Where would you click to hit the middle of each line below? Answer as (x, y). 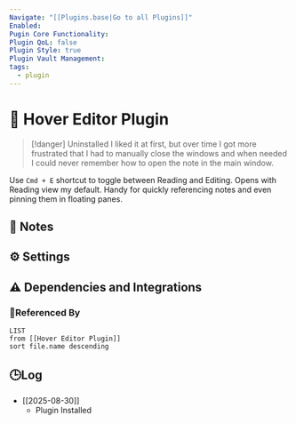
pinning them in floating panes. (66, 199)
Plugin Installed (63, 410)
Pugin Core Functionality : (59, 34)
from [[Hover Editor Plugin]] (65, 339)
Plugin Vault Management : (57, 59)
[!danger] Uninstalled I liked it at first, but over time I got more (144, 144)
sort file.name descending (59, 347)
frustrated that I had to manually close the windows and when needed (159, 153)
